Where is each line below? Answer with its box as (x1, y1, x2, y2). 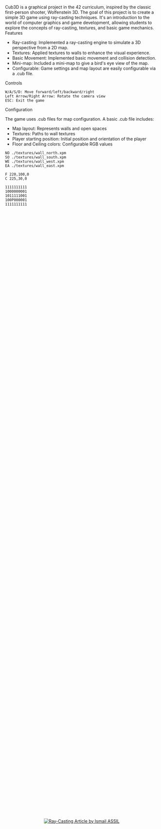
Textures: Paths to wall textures (12, 131, 75, 136)
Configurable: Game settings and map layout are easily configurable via (12, 65, 156, 71)
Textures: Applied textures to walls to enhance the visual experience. (12, 50, 151, 56)
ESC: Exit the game (5, 98, 45, 103)
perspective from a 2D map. (12, 45, 69, 50)
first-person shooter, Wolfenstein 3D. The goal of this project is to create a (5, 9, 154, 15)
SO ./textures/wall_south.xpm (5, 155, 67, 160)
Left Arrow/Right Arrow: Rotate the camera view (5, 94, 106, 99)
